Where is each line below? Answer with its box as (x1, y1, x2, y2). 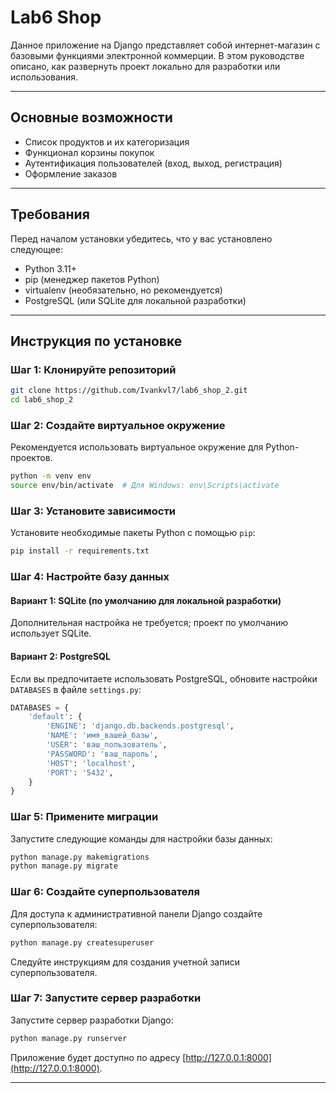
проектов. (10, 452, 53, 464)
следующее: (10, 243, 64, 255)
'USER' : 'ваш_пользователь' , (46, 740, 168, 750)
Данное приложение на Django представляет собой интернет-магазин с (10, 39, 321, 51)
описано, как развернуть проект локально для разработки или (10, 60, 281, 72)
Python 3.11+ (24, 262, 78, 275)
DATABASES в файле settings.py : (10, 683, 142, 695)
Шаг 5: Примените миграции (10, 810, 159, 824)
